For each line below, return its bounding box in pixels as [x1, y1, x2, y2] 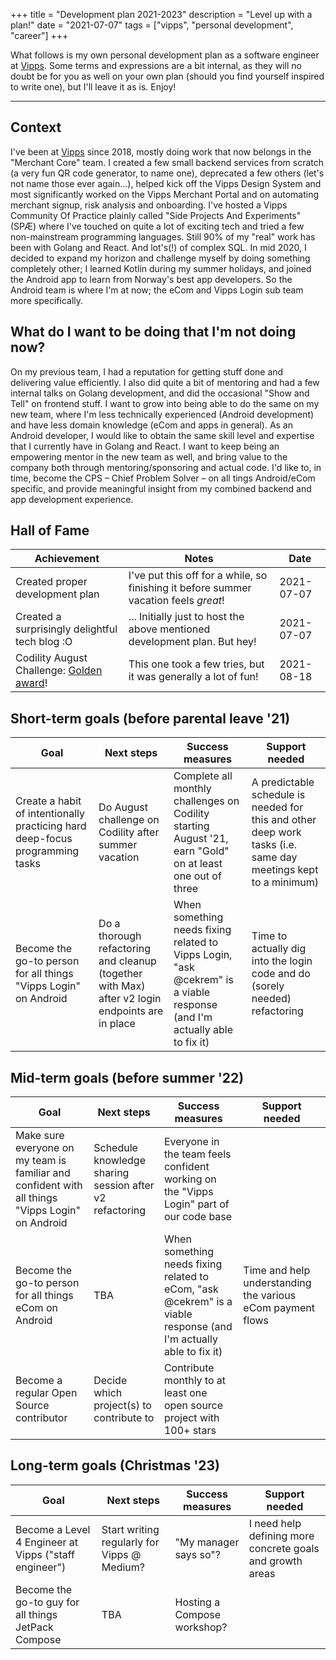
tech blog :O [15, 635, 73, 649]
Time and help [243, 1264, 311, 1278]
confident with [15, 1179, 83, 1193]
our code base [163, 1210, 233, 1224]
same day [251, 850, 298, 864]
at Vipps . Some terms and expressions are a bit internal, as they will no [10, 60, 302, 71]
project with [163, 1411, 220, 1425]
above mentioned [128, 622, 211, 636]
